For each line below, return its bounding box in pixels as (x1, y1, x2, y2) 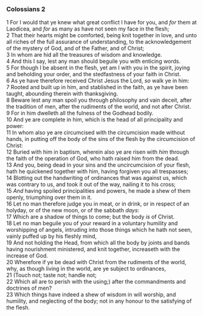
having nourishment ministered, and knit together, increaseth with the (6, 246, 181, 253)
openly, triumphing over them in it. (6, 194, 92, 201)
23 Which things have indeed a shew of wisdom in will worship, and (6, 291, 176, 298)
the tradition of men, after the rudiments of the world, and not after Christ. (6, 103, 191, 110)
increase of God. (6, 252, 49, 259)
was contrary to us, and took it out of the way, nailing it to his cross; (6, 181, 176, 188)
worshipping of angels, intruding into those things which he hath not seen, (6, 226, 193, 234)
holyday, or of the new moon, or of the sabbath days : (6, 207, 140, 214)
